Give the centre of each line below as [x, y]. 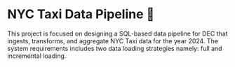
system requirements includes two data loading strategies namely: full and [115, 48]
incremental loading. [37, 56]
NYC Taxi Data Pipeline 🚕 [81, 14]
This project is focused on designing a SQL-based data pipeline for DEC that [117, 33]
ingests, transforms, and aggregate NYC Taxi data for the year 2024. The [113, 40]
